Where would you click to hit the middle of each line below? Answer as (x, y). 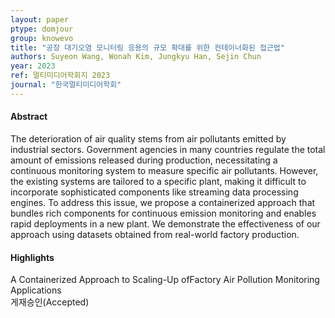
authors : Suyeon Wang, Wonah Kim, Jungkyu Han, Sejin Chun (136, 57)
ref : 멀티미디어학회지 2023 (60, 76)
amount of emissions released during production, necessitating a (144, 160)
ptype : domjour (42, 29)
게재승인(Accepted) (50, 302)
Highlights (32, 257)
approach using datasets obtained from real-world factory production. (155, 234)
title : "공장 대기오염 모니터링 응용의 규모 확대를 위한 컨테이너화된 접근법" (147, 47)
